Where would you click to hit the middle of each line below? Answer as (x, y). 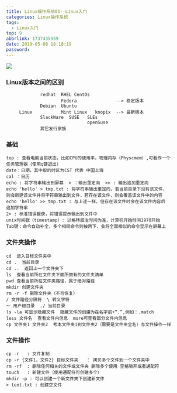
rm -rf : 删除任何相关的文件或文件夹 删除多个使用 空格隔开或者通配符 (83, 366)
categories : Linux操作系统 (37, 17)
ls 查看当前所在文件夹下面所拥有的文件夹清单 (55, 275)
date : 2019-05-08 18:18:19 (39, 45)
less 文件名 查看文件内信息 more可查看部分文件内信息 (67, 318)
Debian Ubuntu (58, 106)
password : (18, 50)
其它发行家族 (53, 129)
